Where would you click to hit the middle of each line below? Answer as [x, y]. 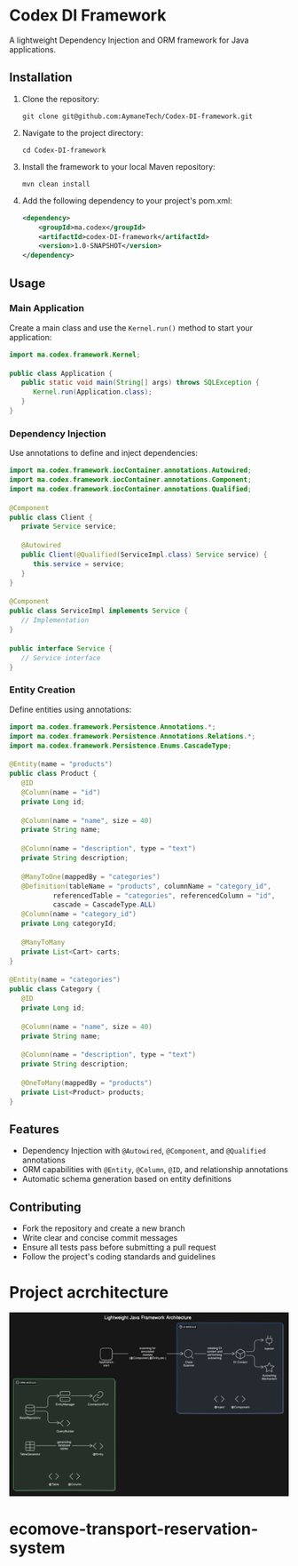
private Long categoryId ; [69, 924]
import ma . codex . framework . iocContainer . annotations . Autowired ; [130, 471]
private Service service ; [69, 527]
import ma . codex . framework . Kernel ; [75, 355]
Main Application [47, 308]
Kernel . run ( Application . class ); [92, 392]
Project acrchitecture [89, 1293]
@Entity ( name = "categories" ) [65, 980]
